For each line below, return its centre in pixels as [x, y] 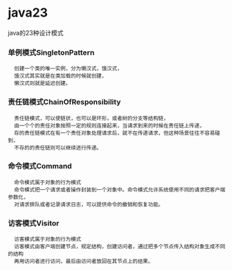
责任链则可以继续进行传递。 [68, 148]
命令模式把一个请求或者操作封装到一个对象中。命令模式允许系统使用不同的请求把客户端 [120, 190]
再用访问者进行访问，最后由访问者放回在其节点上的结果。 [84, 261]
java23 [28, 13]
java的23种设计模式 [36, 33]
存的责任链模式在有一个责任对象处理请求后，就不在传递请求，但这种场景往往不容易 [115, 133]
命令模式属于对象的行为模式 [48, 182]
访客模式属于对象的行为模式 [48, 239]
